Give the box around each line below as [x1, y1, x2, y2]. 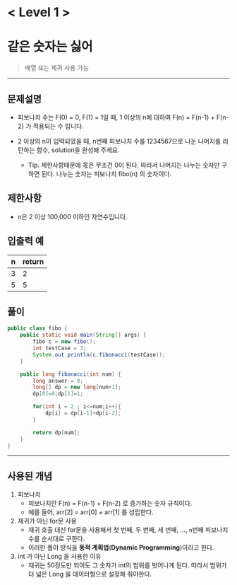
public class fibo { [7, 325, 68, 332]
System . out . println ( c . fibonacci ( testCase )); [32, 351, 166, 358]
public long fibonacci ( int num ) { [20, 371, 121, 378]
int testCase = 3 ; [32, 344, 87, 352]
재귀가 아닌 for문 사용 [17, 517, 78, 526]
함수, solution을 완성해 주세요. [36, 146, 120, 154]
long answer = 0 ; [32, 377, 83, 384]
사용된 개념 [7, 470, 53, 482]
